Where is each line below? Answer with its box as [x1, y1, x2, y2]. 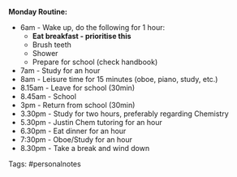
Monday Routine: [8, 7, 67, 16]
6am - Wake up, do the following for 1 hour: [19, 23, 166, 32]
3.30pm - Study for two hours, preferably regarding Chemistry [19, 109, 229, 119]
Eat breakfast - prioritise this [32, 32, 131, 41]
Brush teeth [32, 40, 71, 50]
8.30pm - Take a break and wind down [19, 144, 150, 153]
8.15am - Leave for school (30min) [19, 83, 136, 93]
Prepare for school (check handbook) [32, 57, 158, 67]
